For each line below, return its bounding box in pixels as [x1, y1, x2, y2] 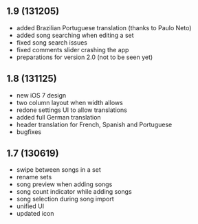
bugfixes [16, 127, 42, 136]
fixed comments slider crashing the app [16, 45, 129, 54]
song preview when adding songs [16, 180, 113, 188]
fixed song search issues [16, 38, 87, 47]
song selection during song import [16, 195, 114, 203]
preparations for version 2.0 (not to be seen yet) [16, 53, 153, 61]
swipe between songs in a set [16, 166, 101, 174]
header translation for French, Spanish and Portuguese [16, 120, 173, 128]
